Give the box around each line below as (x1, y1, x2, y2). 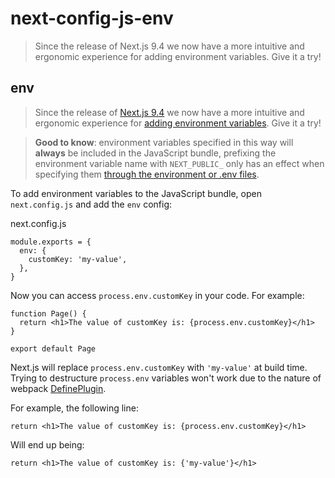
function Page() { (10, 308, 87, 319)
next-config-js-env (10, 7, 174, 30)
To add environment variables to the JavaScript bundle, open (10, 187, 262, 199)
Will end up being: (10, 438, 85, 451)
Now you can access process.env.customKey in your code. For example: (10, 289, 305, 301)
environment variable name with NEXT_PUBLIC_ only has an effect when (34, 157, 325, 169)
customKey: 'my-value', (28, 254, 128, 264)
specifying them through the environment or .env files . (34, 168, 260, 180)
